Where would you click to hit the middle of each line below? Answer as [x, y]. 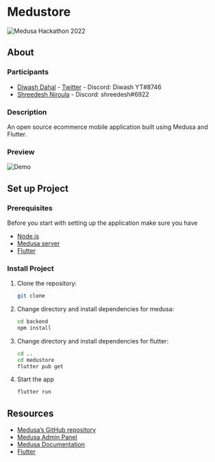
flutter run [34, 392]
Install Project [30, 268]
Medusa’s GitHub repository [56, 430]
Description [27, 112]
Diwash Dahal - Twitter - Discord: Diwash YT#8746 [89, 87]
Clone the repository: [47, 283]
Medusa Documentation [51, 445]
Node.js [28, 236]
